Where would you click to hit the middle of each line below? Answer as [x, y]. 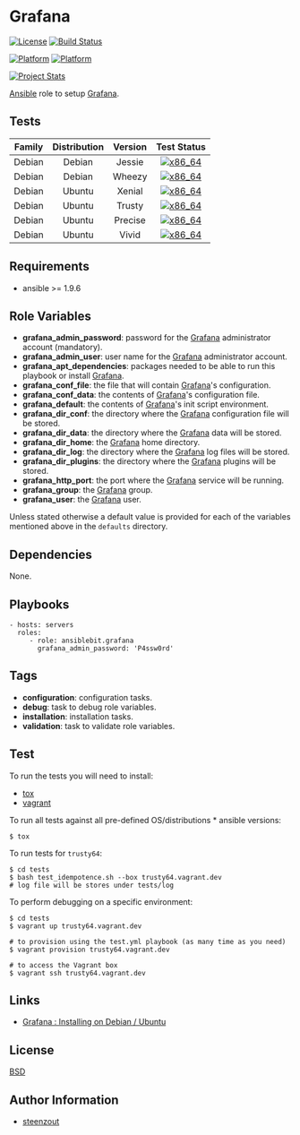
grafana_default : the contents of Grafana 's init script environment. [145, 404]
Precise [130, 219]
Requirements [49, 267]
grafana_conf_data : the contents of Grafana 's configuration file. [141, 395]
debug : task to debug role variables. [89, 707]
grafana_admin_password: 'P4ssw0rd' [106, 649]
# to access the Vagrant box [64, 965]
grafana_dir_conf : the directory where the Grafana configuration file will [155, 414]
